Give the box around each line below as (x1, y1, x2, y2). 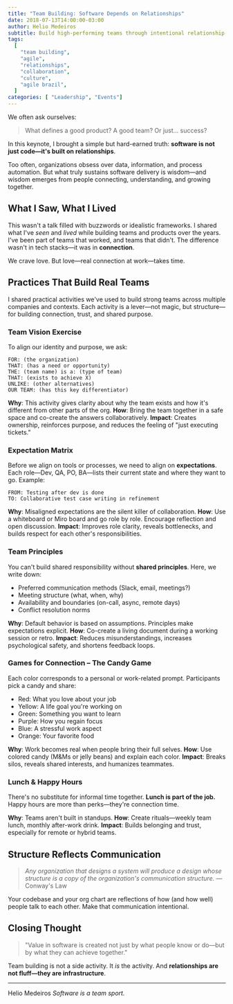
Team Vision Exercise (8, 327, 82, 337)
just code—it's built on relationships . (8, 147, 116, 155)
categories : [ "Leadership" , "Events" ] (8, 94, 123, 101)
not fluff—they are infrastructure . (8, 969, 106, 977)
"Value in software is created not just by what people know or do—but (24, 940, 225, 949)
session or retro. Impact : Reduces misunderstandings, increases (8, 633, 192, 642)
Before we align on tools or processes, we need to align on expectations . (8, 461, 217, 470)
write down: (8, 570, 42, 579)
